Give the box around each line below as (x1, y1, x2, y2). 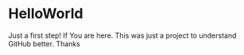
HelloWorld (8, 5, 83, 23)
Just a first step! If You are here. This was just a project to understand (8, 31, 237, 40)
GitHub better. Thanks (8, 38, 81, 48)
